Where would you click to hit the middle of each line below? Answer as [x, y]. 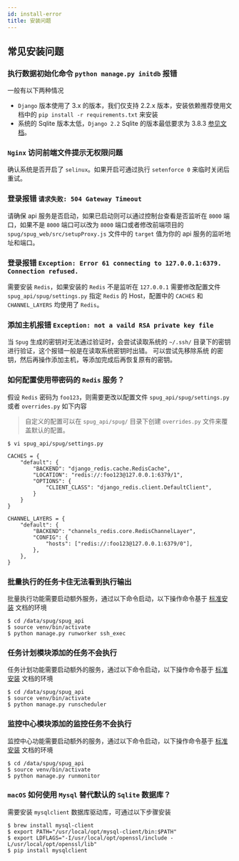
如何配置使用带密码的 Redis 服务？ [66, 380]
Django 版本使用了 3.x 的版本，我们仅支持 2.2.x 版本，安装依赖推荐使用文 [125, 106]
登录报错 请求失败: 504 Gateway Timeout [75, 199]
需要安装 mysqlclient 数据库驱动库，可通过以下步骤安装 [89, 812]
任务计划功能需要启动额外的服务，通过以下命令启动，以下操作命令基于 [111, 670]
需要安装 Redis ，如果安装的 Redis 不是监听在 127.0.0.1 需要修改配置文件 [114, 287]
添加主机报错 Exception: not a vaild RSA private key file [111, 325]
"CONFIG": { [51, 537]
